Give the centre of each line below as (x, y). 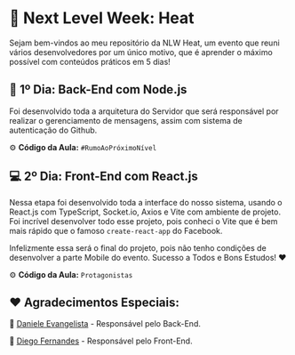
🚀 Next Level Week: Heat (102, 18)
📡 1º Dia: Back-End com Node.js (98, 89)
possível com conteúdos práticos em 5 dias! (90, 61)
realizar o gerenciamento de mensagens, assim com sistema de (126, 120)
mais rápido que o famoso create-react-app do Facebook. (116, 230)
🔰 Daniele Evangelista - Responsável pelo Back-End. (105, 324)
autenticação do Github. (53, 130)
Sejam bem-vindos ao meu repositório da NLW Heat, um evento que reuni (144, 43)
